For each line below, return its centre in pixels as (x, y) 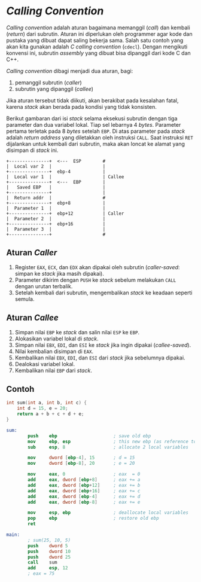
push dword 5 (48, 546)
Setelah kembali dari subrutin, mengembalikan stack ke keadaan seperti (103, 292)
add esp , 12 (48, 568)
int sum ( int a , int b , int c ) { (46, 403)
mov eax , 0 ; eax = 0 (84, 474)
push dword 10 (49, 551)
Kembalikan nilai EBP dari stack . (54, 370)
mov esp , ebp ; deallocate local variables (108, 513)
